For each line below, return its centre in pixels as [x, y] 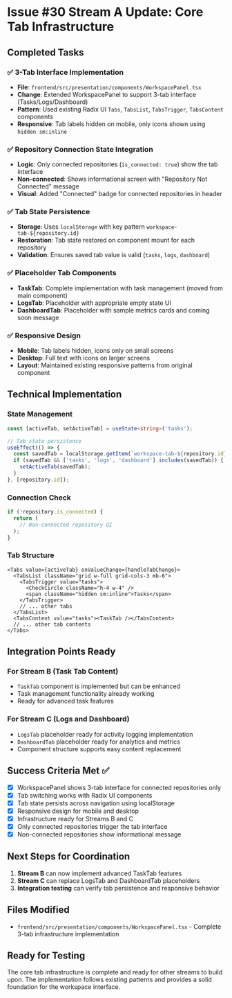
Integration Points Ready [61, 652]
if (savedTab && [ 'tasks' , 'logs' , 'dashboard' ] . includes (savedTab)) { [119, 461]
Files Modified [39, 910]
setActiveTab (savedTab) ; [55, 467]
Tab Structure [31, 555]
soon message [38, 317]
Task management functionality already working [86, 694]
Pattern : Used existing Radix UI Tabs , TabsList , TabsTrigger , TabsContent [120, 109]
